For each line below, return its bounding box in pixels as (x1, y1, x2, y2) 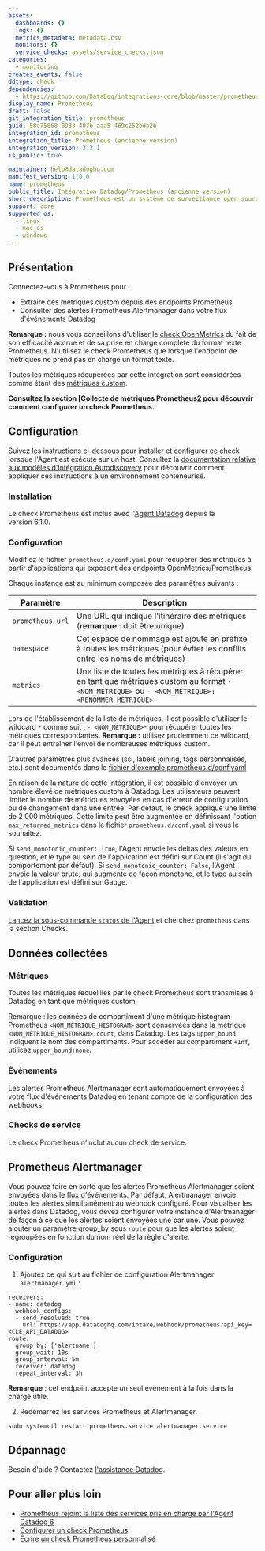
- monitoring (15, 63, 58, 71)
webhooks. (8, 1100, 45, 1109)
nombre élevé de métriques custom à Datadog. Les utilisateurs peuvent (8, 787, 241, 796)
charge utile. (8, 1391, 49, 1401)
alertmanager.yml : (19, 1277, 81, 1287)
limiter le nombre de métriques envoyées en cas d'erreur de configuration (8, 795, 248, 805)
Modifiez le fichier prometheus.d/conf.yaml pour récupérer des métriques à (8, 555, 252, 564)
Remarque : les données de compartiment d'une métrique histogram (8, 1012, 230, 1021)
